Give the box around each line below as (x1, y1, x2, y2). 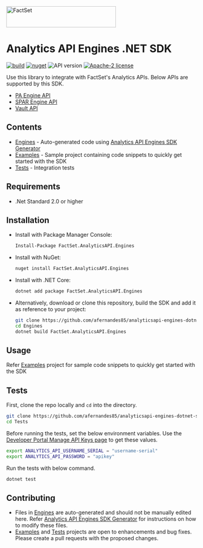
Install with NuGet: (14, 254, 62, 261)
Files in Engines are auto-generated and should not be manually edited (14, 509, 192, 517)
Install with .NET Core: (14, 277, 71, 284)
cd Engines (14, 323, 43, 329)
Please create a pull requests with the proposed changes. (14, 535, 159, 542)
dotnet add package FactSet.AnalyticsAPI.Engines (14, 288, 143, 294)
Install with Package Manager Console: (14, 231, 112, 239)
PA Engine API (14, 91, 51, 99)
